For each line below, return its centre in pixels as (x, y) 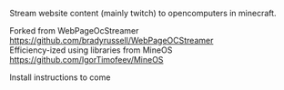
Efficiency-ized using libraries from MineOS (91, 50)
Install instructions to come (60, 77)
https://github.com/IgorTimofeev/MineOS (86, 60)
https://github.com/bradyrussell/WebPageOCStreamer (112, 40)
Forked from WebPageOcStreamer (74, 30)
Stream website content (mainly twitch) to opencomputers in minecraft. (143, 13)
